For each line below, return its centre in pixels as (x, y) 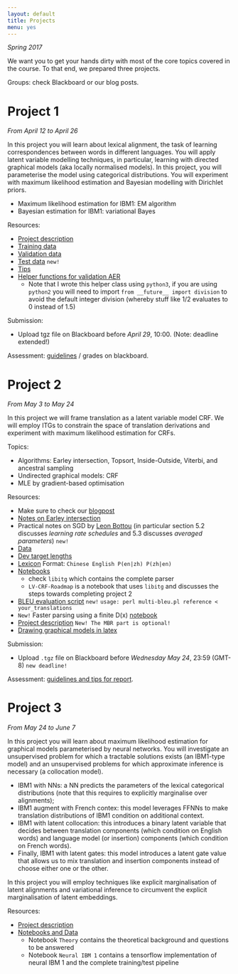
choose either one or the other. (63, 869)
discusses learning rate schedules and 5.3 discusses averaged (110, 533)
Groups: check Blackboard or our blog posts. (73, 82)
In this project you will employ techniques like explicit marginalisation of (112, 882)
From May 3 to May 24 (41, 404)
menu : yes (22, 27)
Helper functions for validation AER (69, 277)
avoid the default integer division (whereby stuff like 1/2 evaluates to (128, 299)
